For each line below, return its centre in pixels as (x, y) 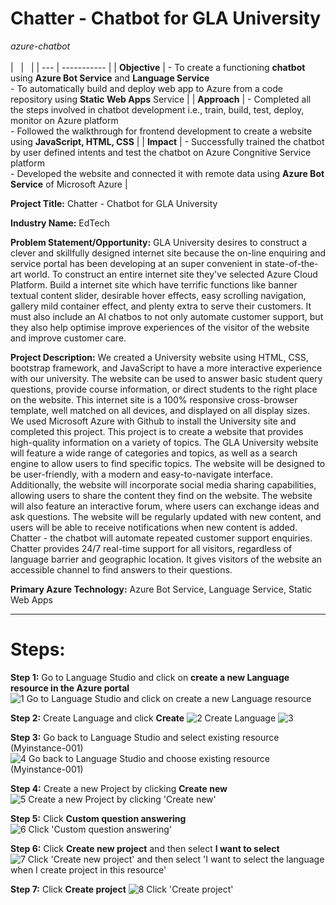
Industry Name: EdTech (60, 223)
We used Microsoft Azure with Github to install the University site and (153, 421)
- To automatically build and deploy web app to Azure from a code (146, 88)
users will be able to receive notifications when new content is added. (154, 527)
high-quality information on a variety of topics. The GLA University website (164, 442)
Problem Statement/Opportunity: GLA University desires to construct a (158, 242)
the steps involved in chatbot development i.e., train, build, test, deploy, (157, 109)
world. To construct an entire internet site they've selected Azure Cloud (170, 274)
